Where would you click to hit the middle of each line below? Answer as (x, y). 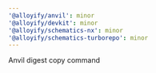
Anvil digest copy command (54, 60)
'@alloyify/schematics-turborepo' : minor (78, 38)
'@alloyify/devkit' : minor (53, 23)
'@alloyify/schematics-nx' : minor (66, 30)
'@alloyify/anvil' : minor (51, 15)
